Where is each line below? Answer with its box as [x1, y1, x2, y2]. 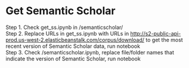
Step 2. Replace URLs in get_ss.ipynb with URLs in [5, 30, 129, 37]
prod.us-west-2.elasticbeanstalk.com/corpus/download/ [5, 36, 144, 43]
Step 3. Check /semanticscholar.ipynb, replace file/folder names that [5, 48, 174, 56]
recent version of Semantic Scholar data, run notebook [5, 43, 141, 50]
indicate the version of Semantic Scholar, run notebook [5, 55, 141, 62]
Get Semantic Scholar [5, 4, 116, 18]
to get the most [145, 36, 183, 43]
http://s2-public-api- [130, 30, 181, 37]
